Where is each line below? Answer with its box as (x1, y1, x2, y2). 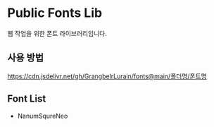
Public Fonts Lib (7, 5, 103, 21)
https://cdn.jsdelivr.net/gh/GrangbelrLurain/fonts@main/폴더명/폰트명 (7, 72, 207, 80)
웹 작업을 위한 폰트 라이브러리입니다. (7, 29, 107, 37)
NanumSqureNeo (17, 111, 68, 120)
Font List (7, 93, 46, 105)
